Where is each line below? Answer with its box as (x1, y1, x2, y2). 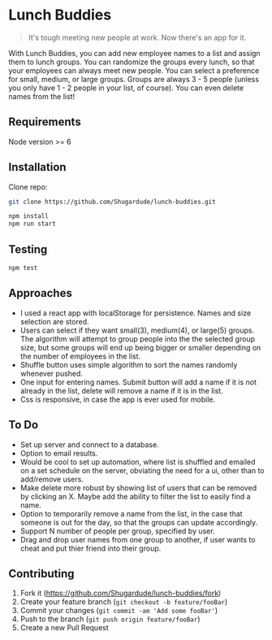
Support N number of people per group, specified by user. (19, 526, 215, 536)
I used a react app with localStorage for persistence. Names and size (19, 307, 252, 318)
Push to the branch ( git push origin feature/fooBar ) (19, 614, 201, 624)
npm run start (8, 220, 57, 229)
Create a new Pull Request (19, 623, 110, 633)
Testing (8, 242, 48, 256)
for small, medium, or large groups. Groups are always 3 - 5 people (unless (8, 74, 260, 84)
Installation (8, 160, 67, 174)
